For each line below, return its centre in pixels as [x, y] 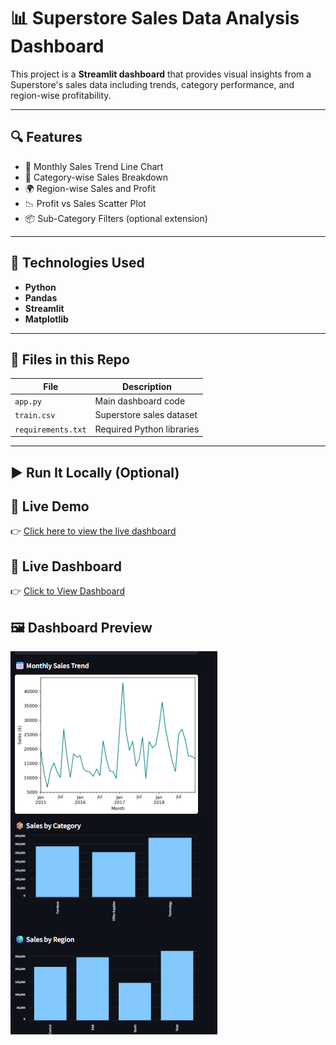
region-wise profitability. [61, 95]
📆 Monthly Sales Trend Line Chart [94, 166]
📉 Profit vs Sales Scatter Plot [85, 203]
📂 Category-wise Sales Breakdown [96, 177]
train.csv [35, 416]
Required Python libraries [147, 429]
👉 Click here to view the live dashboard [93, 531]
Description [147, 386]
